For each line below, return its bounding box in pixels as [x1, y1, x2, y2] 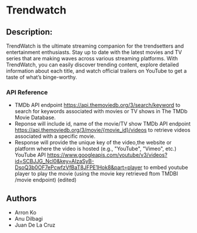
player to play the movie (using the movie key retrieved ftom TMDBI [14, 170, 178, 177]
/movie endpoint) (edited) [14, 177, 77, 184]
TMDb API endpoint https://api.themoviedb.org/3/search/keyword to [14, 102, 181, 109]
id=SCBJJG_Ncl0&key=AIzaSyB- [14, 158, 95, 165]
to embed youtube [143, 164, 188, 171]
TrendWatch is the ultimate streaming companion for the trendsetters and [6, 42, 184, 49]
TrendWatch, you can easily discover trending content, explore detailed [6, 61, 179, 68]
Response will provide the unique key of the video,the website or [14, 139, 172, 146]
